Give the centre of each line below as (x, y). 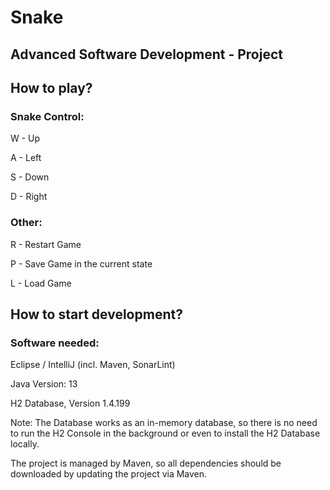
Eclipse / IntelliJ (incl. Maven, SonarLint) (93, 365)
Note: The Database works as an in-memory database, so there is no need (164, 423)
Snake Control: (47, 116)
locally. (25, 444)
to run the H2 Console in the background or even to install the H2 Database (165, 433)
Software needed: (55, 343)
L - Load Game (41, 283)
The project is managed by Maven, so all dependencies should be (146, 463)
